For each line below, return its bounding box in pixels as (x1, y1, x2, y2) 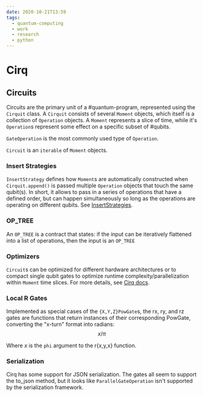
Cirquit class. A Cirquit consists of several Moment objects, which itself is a (6, 110, 195, 117)
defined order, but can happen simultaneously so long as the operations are (6, 195, 196, 202)
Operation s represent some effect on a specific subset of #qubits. (6, 123, 171, 130)
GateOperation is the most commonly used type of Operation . (6, 135, 159, 142)
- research (12, 32, 39, 38)
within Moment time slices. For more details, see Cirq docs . (6, 278, 150, 286)
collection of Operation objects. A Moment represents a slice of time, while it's (6, 117, 198, 123)
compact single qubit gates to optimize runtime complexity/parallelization (6, 272, 189, 280)
